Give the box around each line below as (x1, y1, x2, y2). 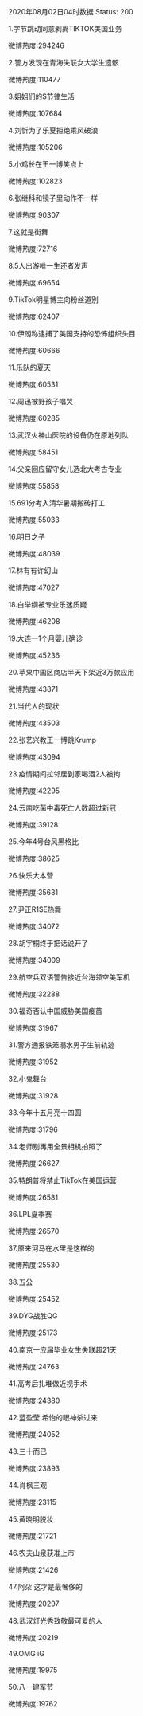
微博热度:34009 (8, 956, 61, 964)
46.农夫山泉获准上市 (8, 1549, 75, 1557)
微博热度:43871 (8, 685, 59, 693)
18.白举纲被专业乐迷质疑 (8, 600, 87, 609)
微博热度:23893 (8, 1463, 60, 1473)
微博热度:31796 (8, 1125, 58, 1134)
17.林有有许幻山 (8, 566, 58, 575)
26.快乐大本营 (8, 871, 54, 880)
